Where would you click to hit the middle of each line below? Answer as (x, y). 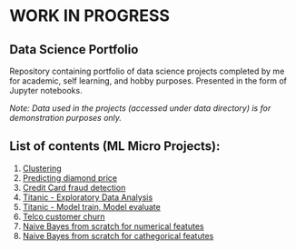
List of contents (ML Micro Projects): (115, 146)
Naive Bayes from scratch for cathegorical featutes (118, 235)
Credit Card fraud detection (74, 187)
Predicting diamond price (70, 177)
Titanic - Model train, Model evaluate (91, 206)
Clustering (42, 168)
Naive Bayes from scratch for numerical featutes (113, 226)
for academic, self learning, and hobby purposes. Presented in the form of (148, 81)
